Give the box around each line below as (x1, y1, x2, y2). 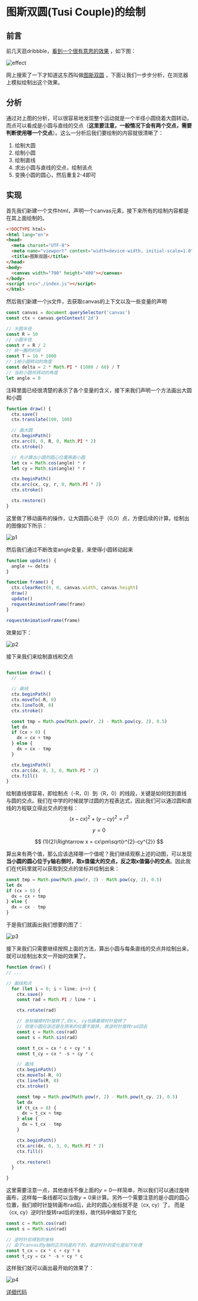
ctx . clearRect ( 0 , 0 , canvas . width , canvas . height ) (11, 585, 138, 591)
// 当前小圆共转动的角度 (6, 369, 58, 375)
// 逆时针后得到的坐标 (6, 1237, 54, 1243)
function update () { (6, 558, 57, 563)
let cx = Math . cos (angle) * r (11, 460, 85, 466)
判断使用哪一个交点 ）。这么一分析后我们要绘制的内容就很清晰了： (6, 129, 164, 136)
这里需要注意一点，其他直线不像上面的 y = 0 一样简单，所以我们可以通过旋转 (6, 1187, 190, 1194)
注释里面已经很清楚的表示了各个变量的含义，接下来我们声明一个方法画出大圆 (6, 386, 192, 394)
